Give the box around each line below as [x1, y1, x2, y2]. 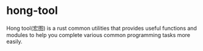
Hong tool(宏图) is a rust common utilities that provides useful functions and [6, 24, 197, 32]
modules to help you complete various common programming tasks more [6, 31, 191, 38]
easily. [6, 38, 23, 45]
